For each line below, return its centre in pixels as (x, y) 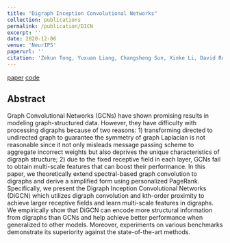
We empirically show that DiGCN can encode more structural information (110, 210)
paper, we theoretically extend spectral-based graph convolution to (102, 174)
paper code (23, 77)
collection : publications (44, 20)
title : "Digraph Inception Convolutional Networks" (82, 13)
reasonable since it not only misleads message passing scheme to (101, 144)
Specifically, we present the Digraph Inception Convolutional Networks (107, 188)
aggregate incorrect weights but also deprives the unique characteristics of (114, 152)
